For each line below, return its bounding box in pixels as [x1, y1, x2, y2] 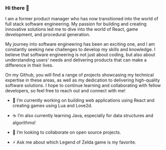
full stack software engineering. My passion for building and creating [5, 21, 147, 27]
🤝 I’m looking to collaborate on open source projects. [12, 129, 121, 136]
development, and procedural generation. [5, 32, 91, 38]
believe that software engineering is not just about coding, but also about [5, 52, 156, 58]
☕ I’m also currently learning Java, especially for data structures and [12, 113, 154, 119]
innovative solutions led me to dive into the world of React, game [5, 26, 138, 32]
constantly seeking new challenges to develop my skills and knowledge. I [5, 47, 156, 53]
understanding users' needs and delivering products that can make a [5, 57, 147, 63]
